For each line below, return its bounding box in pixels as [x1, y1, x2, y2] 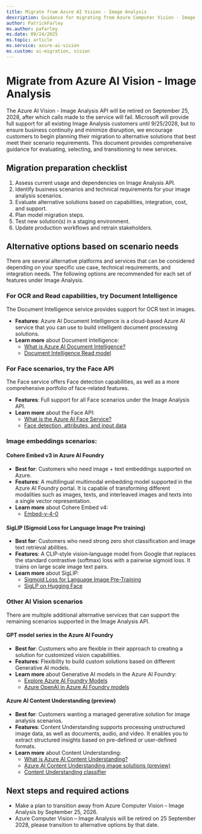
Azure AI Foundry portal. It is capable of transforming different [14, 484, 171, 492]
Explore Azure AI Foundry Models [24, 677, 108, 684]
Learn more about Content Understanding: [14, 749, 122, 756]
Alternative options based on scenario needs [6, 241, 179, 251]
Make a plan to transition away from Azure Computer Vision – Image [14, 801, 185, 809]
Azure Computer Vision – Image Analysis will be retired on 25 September [14, 815, 196, 822]
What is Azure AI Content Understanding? [24, 755, 128, 763]
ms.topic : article [6, 37, 52, 43]
